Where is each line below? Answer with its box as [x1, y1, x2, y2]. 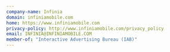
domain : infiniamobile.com [6, 14, 73, 20]
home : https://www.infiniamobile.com [6, 20, 100, 26]
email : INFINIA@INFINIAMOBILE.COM [6, 31, 92, 37]
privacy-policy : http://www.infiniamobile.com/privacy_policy [6, 25, 164, 32]
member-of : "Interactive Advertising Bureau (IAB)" [6, 36, 137, 42]
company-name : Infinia [6, 8, 63, 15]
